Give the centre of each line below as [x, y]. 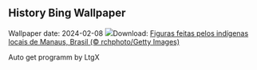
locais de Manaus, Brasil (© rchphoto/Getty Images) [94, 41]
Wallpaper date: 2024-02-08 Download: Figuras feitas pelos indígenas [128, 33]
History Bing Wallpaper [67, 13]
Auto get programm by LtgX [54, 57]
